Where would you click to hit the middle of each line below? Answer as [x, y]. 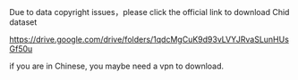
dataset [23, 22]
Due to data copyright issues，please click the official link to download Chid [149, 12]
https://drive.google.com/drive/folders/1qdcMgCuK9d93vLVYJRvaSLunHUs [149, 39]
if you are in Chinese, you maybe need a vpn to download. [117, 66]
